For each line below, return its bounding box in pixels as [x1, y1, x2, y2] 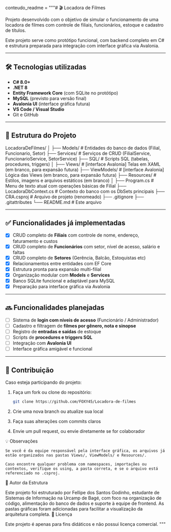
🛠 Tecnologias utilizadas [5, 63, 87, 72]
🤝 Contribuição [5, 365, 54, 375]
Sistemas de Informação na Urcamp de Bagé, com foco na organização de [5, 495, 162, 501]
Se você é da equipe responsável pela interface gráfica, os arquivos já [5, 448, 165, 453]
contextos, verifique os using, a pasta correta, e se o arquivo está [5, 466, 158, 471]
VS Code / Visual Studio [12, 106, 65, 112]
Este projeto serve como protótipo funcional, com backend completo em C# [5, 37, 164, 43]
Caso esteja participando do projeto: [5, 379, 82, 385]
